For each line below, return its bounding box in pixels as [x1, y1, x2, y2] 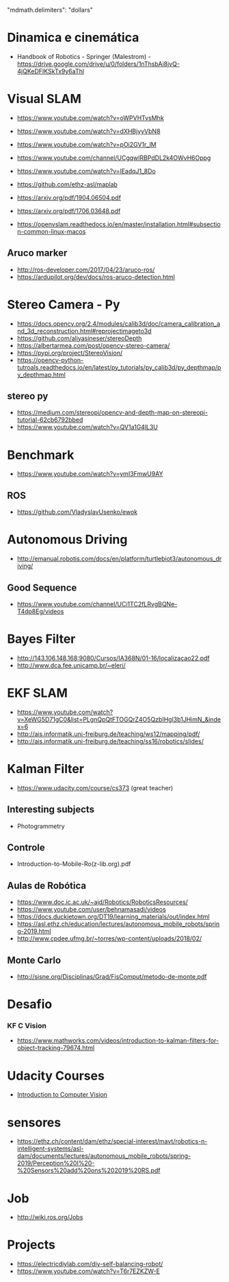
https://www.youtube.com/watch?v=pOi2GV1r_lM [16, 140, 157, 148]
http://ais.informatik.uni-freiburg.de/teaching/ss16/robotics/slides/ [16, 737, 204, 745]
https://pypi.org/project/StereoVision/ [16, 348, 123, 357]
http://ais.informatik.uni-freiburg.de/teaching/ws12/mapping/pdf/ [16, 730, 200, 738]
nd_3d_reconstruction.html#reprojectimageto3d [16, 327, 152, 335]
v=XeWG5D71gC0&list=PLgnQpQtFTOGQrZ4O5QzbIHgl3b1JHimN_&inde [16, 715, 221, 723]
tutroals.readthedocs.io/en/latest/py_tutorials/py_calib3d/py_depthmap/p [16, 363, 221, 371]
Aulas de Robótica [7, 879, 87, 891]
